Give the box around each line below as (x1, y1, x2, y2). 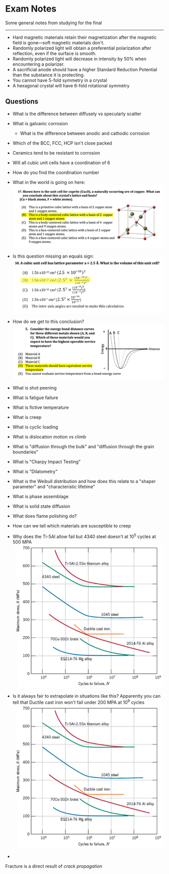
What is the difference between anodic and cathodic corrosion (20, 130, 150, 136)
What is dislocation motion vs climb (12, 433, 87, 440)
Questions (5, 97, 39, 106)
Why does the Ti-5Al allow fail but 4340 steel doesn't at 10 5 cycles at (12, 532, 156, 540)
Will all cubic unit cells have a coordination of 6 (12, 160, 111, 166)
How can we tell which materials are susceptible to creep (12, 522, 131, 528)
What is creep (12, 414, 42, 420)
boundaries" (12, 449, 39, 455)
